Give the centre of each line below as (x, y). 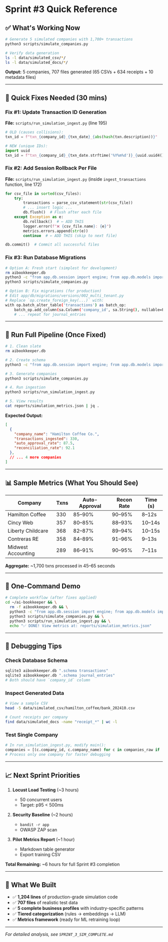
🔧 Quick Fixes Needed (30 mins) (56, 98)
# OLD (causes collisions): (34, 132)
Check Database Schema (36, 660)
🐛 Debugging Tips (33, 646)
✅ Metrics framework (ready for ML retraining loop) (66, 919)
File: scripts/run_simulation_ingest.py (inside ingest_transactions (76, 179)
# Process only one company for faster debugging (58, 754)
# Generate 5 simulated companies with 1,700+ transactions (69, 39)
